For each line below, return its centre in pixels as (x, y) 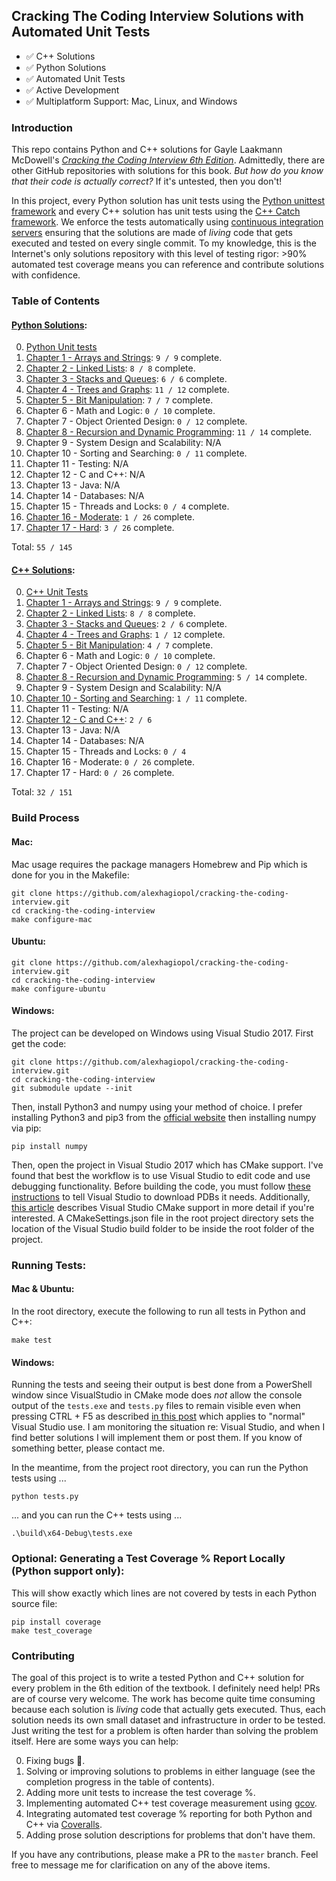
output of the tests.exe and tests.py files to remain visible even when (156, 1406)
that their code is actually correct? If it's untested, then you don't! (147, 181)
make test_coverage (52, 1630)
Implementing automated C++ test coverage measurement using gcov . (171, 1803)
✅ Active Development (72, 90)
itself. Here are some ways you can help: (95, 1741)
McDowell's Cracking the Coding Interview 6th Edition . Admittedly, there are (168, 160)
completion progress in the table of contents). (120, 1781)
